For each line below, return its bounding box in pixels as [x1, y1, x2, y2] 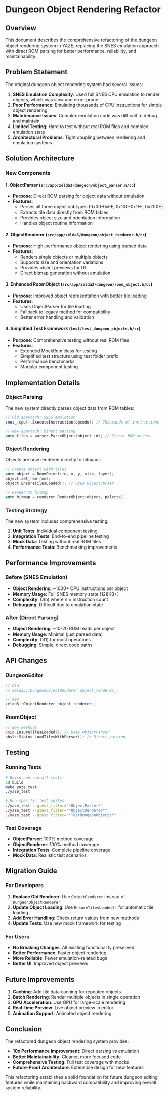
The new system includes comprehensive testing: [5, 518, 109, 524]
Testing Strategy [5, 507, 47, 514]
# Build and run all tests [5, 775, 62, 780]
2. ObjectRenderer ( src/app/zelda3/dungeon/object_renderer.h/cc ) [5, 231, 147, 237]
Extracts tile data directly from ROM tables [20, 209, 109, 216]
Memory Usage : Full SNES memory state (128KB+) [12, 591, 119, 597]
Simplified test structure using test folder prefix [20, 353, 119, 359]
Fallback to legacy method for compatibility [20, 309, 110, 315]
